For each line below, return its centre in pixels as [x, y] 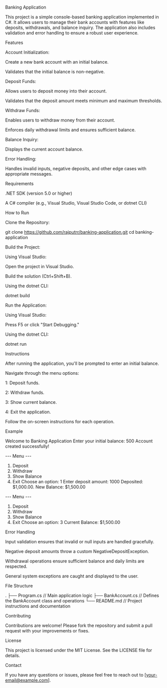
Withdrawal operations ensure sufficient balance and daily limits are [75, 561]
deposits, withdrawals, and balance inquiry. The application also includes [80, 28]
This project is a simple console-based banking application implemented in [82, 17]
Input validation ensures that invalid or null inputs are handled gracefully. [80, 542]
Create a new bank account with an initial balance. [57, 62]
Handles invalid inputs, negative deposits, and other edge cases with [76, 169]
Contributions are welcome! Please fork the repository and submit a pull [79, 625]
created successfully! [27, 446]
